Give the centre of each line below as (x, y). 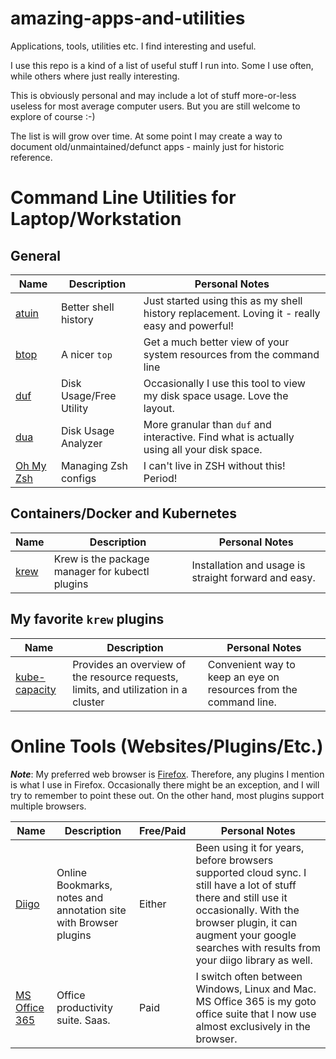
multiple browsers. (48, 806)
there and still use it (241, 897)
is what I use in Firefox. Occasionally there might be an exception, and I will (165, 784)
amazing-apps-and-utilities (128, 18)
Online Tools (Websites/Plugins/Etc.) (167, 746)
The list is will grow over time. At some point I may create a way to (146, 136)
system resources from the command (231, 354)
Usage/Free (88, 395)
